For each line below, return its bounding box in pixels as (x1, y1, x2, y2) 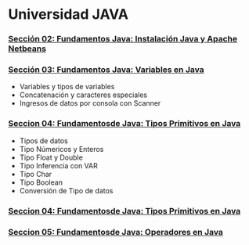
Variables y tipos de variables (19, 82, 115, 92)
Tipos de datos (19, 135, 68, 146)
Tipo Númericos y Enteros (19, 144, 104, 153)
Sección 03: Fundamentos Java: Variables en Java (8, 64, 205, 75)
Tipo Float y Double (19, 153, 84, 162)
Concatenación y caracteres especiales (19, 90, 147, 99)
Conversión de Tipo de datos (19, 186, 114, 195)
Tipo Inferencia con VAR (19, 160, 98, 170)
